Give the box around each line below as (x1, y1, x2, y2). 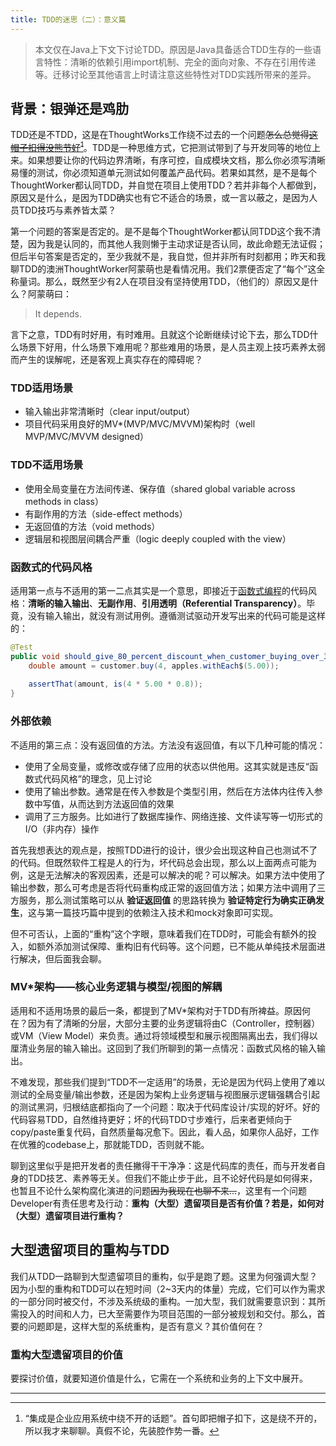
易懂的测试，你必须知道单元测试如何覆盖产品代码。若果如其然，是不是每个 (10, 167, 317, 179)
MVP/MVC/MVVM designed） (24, 431, 150, 443)
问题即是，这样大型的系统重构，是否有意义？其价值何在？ (27, 1320, 265, 1332)
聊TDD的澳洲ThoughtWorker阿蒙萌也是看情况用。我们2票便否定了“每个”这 (10, 263, 317, 275)
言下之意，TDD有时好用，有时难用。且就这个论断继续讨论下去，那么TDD (10, 329, 310, 341)
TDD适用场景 (10, 381, 73, 395)
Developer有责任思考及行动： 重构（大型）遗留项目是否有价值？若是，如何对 (10, 1197, 325, 1209)
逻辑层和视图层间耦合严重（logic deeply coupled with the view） (24, 532, 292, 545)
